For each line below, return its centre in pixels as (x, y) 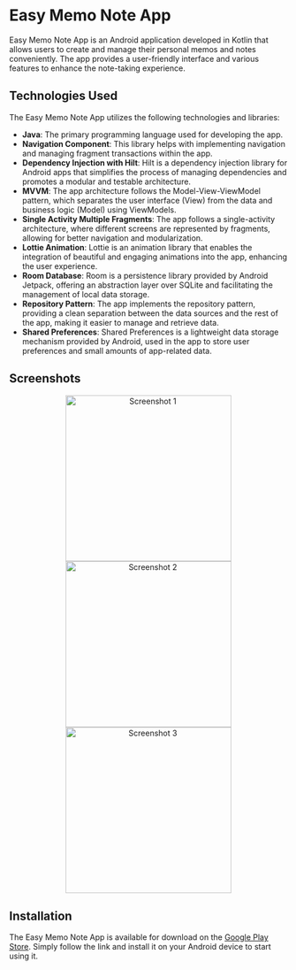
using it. (23, 956)
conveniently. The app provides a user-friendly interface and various (134, 58)
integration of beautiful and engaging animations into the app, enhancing (155, 257)
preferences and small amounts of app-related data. (117, 350)
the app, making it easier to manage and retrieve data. (120, 322)
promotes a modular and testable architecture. (106, 181)
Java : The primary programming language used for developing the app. (152, 135)
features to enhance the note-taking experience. (97, 68)
